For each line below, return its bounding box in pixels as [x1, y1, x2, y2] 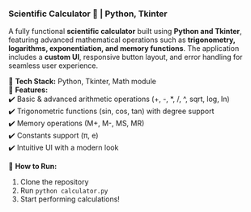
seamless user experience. [8, 61, 99, 70]
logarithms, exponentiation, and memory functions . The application [8, 44, 240, 53]
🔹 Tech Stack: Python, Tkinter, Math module [8, 77, 156, 87]
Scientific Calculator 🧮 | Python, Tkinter [8, 8, 168, 19]
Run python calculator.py [19, 186, 108, 196]
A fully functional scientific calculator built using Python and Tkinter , [8, 27, 243, 36]
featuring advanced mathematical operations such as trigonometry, [8, 35, 236, 45]
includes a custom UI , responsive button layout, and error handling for [8, 53, 243, 62]
